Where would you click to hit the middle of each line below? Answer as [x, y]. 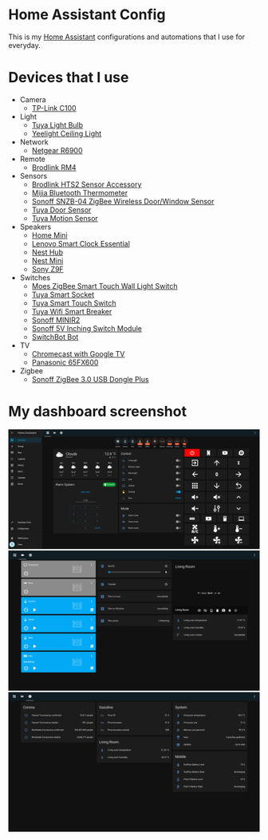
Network [34, 142]
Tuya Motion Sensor [65, 218]
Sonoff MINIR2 [56, 320]
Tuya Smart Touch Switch [74, 303]
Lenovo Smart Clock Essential [81, 243]
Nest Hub [47, 252]
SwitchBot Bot [55, 337]
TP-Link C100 [54, 108]
